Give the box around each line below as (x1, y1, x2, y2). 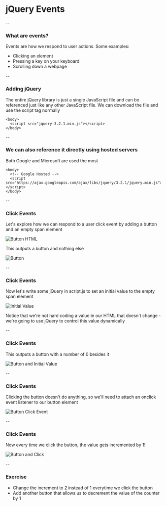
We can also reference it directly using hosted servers (5, 146, 138, 153)
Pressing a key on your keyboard (12, 58, 80, 64)
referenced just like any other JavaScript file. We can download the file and (5, 102, 158, 108)
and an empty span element (5, 227, 63, 232)
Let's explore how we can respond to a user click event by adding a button (5, 221, 157, 227)
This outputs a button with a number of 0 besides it (5, 351, 110, 357)
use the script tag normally (5, 107, 61, 113)
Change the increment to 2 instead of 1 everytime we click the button (12, 485, 153, 491)
